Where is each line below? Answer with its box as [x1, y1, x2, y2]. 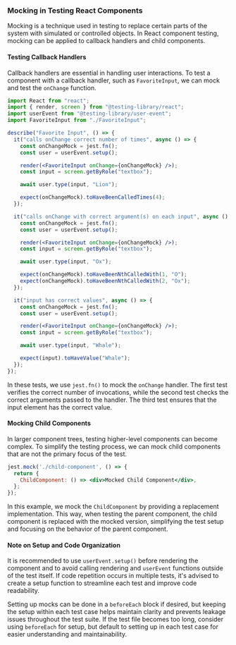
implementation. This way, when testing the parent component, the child [7, 510, 217, 518]
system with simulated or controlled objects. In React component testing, [7, 29, 219, 37]
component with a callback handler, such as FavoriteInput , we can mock [7, 76, 221, 85]
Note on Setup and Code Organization [7, 541, 121, 549]
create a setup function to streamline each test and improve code [7, 579, 197, 587]
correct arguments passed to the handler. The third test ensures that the [7, 395, 217, 404]
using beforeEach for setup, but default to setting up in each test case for [7, 622, 218, 631]
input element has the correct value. [7, 403, 113, 411]
